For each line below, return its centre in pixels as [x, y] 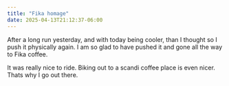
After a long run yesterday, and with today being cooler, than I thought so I [112, 39]
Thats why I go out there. [43, 75]
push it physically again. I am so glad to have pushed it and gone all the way [115, 47]
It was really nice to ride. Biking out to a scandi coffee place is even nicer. [111, 67]
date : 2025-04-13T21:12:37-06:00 [55, 20]
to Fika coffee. [28, 54]
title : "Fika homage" [38, 13]
